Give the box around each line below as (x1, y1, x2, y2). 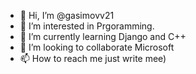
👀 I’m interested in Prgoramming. (19, 20, 155, 32)
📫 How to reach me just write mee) (19, 53, 167, 64)
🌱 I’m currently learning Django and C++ (19, 31, 187, 42)
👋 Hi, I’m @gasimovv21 (19, 10, 115, 21)
